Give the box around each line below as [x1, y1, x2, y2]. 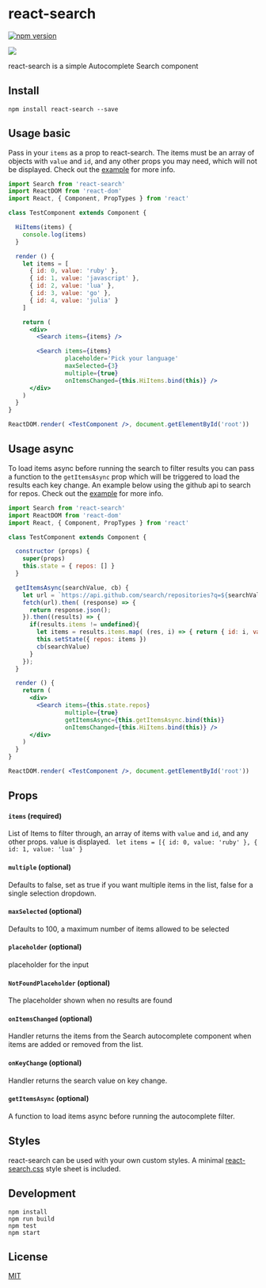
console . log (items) [22, 231, 87, 239]
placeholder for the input [8, 960, 89, 969]
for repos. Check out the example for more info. [8, 488, 164, 498]
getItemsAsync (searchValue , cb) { [15, 583, 129, 591]
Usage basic [8, 127, 71, 140]
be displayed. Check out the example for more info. [8, 164, 176, 174]
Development [8, 1187, 77, 1201]
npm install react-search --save [8, 105, 119, 113]
